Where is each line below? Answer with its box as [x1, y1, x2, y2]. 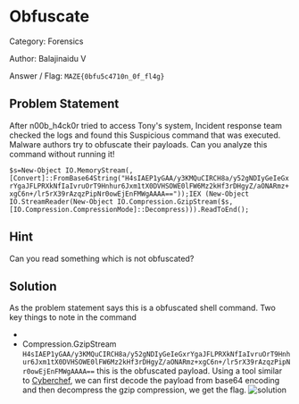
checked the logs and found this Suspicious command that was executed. [9, 130, 281, 140]
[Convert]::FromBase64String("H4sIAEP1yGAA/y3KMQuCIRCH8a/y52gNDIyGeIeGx [9, 173, 290, 182]
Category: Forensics [9, 36, 84, 46]
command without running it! [9, 148, 115, 159]
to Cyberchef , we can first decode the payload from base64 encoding [21, 375, 280, 386]
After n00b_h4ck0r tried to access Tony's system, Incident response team [9, 120, 283, 130]
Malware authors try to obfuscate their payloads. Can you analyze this [9, 139, 268, 149]
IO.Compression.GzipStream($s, [117, 197, 234, 206]
